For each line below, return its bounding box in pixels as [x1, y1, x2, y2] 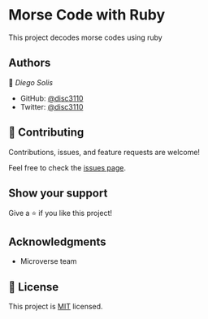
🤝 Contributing [8, 126, 84, 140]
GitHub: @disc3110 [19, 93, 84, 103]
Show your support [8, 186, 108, 200]
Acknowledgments [8, 235, 107, 248]
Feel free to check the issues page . [8, 162, 126, 172]
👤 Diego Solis [8, 77, 54, 87]
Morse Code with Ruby [8, 6, 166, 24]
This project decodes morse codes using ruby [8, 32, 162, 42]
